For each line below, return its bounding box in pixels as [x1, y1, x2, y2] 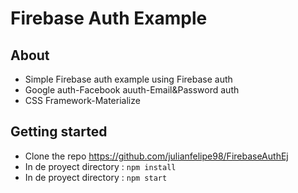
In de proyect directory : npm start [24, 171, 168, 183]
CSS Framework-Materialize [24, 95, 141, 106]
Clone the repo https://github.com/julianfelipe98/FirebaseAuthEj [24, 150, 289, 162]
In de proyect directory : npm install [24, 160, 177, 172]
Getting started [10, 123, 108, 141]
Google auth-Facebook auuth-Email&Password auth [24, 84, 240, 96]
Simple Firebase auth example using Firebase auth [24, 73, 233, 85]
